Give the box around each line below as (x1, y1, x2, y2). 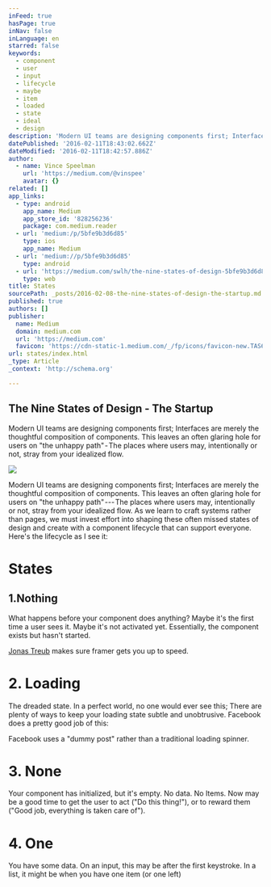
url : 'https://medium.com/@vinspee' (23, 170, 147, 178)
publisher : (8, 312, 45, 320)
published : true (8, 297, 63, 305)
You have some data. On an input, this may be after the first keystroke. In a (8, 861, 256, 871)
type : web (23, 275, 56, 283)
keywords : (8, 49, 42, 57)
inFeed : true (8, 11, 52, 20)
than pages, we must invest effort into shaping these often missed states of (8, 514, 260, 523)
